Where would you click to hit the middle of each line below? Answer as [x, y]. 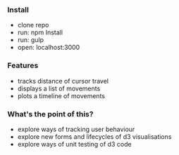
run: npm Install [40, 32]
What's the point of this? [50, 114]
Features [23, 66]
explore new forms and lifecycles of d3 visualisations [94, 136]
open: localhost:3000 [49, 48]
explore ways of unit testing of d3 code [74, 144]
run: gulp [31, 40]
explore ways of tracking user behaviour [76, 129]
